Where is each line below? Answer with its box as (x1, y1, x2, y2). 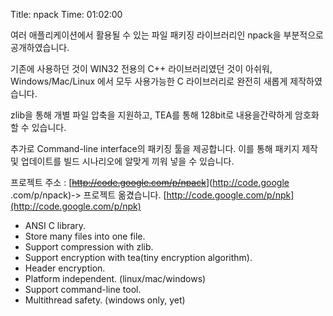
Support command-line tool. (24, 284, 142, 295)
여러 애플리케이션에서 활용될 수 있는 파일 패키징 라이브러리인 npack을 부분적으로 (10, 29, 324, 41)
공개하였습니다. (10, 42, 70, 53)
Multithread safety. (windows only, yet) (24, 294, 186, 306)
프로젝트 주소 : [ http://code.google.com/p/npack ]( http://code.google (10, 177, 290, 188)
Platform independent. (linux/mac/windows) (24, 273, 207, 284)
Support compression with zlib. (24, 241, 154, 253)
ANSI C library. (24, 220, 87, 231)
